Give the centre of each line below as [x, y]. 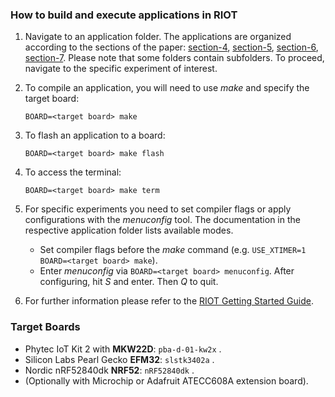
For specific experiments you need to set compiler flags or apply [158, 209]
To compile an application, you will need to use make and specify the [167, 88]
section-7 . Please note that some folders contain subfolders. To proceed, [174, 58]
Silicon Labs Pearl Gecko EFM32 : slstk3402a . [119, 359]
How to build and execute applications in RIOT [124, 15]
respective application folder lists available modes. [129, 230]
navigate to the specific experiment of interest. [121, 69]
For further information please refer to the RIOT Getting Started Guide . [169, 301]
